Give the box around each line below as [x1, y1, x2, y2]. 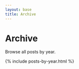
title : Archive [5, 12, 36, 17]
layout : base [5, 7, 32, 12]
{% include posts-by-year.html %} [5, 58, 75, 64]
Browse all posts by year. [5, 49, 56, 55]
